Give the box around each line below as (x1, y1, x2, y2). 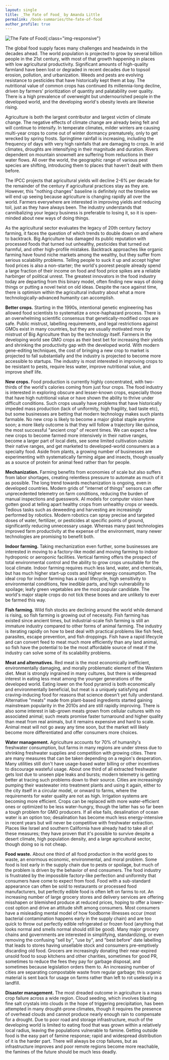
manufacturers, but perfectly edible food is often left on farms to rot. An (5, 889, 154, 895)
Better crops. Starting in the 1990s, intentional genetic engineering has (5, 304, 152, 311)
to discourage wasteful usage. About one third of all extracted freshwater (5, 766, 157, 772)
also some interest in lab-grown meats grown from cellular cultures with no (5, 708, 161, 714)
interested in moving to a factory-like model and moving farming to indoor (5, 549, 158, 555)
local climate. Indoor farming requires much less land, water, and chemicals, (5, 565, 163, 571)
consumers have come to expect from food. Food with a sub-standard (5, 878, 151, 884)
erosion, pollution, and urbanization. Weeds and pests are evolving (5, 72, 143, 78)
